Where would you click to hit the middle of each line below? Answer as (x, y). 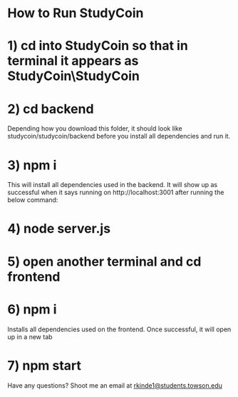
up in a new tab (30, 336)
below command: (33, 200)
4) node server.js (59, 229)
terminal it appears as (73, 61)
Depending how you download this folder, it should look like (95, 129)
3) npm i (32, 165)
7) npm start (45, 365)
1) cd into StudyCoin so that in (98, 46)
